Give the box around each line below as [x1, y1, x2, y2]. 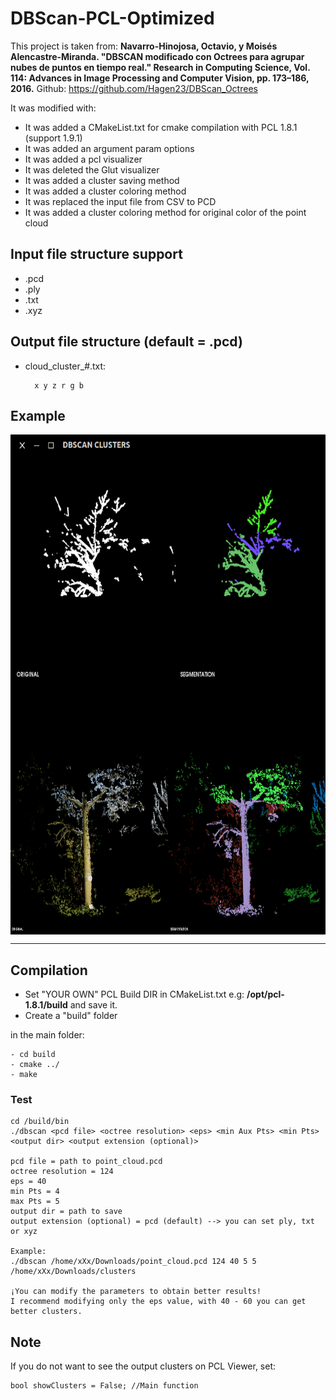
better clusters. [10, 1307, 83, 1317]
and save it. [69, 999, 118, 1011]
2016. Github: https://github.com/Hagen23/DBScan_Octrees [10, 82, 258, 94]
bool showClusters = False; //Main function [10, 1381, 199, 1391]
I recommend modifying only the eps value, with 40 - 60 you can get [10, 1297, 307, 1307]
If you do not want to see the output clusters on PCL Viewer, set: [10, 1360, 277, 1372]
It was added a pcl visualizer [24, 153, 143, 165]
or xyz [10, 1227, 38, 1237]
